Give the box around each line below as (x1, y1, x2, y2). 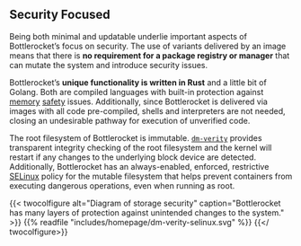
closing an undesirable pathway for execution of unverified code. (9, 115, 251, 126)
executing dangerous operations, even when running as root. (9, 180, 235, 191)
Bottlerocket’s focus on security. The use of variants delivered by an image (9, 40, 287, 51)
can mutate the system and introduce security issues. (9, 59, 208, 70)
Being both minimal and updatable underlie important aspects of (9, 31, 247, 41)
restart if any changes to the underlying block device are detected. (9, 152, 257, 163)
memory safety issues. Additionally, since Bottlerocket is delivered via (9, 96, 268, 107)
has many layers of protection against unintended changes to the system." (9, 206, 285, 218)
